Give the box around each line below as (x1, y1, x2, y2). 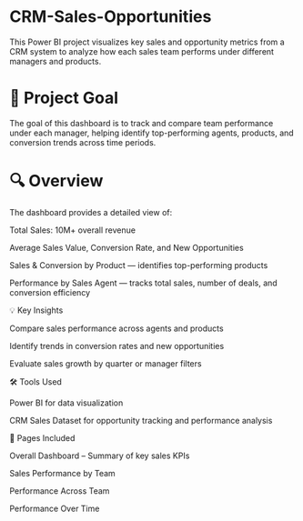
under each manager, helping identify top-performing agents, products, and (9, 127, 294, 138)
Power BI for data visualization (9, 397, 124, 408)
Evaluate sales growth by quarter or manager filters (9, 357, 202, 369)
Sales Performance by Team (9, 467, 116, 478)
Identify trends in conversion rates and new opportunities (9, 340, 225, 351)
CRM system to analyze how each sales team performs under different (9, 45, 275, 56)
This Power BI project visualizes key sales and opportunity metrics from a (9, 36, 285, 47)
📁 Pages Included (9, 432, 76, 443)
